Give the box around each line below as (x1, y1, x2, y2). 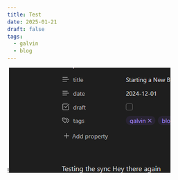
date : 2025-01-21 (7, 18, 57, 26)
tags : (7, 33, 23, 40)
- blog (13, 48, 33, 54)
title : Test (7, 11, 42, 18)
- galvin (13, 40, 39, 48)
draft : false (7, 26, 45, 32)
